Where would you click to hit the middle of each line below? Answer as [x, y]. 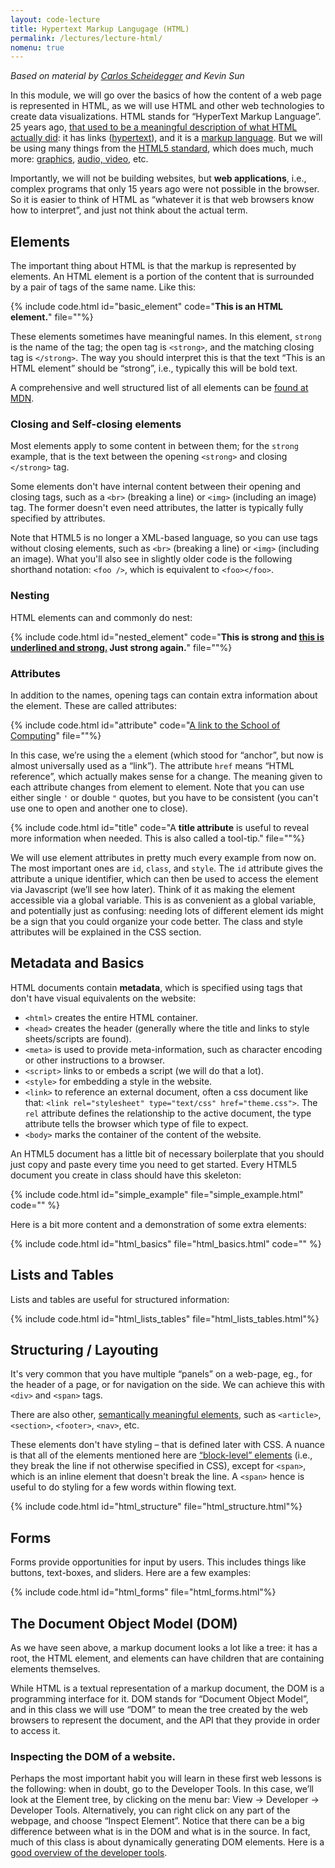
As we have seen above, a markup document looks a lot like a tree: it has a [164, 1648]
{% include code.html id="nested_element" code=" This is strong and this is [167, 637]
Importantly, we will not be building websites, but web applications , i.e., [158, 178]
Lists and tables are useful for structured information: [120, 1299]
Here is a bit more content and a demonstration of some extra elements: [158, 1224]
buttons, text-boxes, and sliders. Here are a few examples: [131, 1573]
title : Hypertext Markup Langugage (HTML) [100, 29]
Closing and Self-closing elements [96, 424]
